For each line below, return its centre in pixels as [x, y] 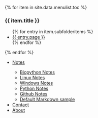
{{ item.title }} [22, 20]
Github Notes [34, 94]
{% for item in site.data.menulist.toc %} [46, 7]
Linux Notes [32, 78]
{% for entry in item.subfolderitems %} [53, 32]
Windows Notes [36, 83]
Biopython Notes [37, 72]
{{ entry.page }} [28, 37]
